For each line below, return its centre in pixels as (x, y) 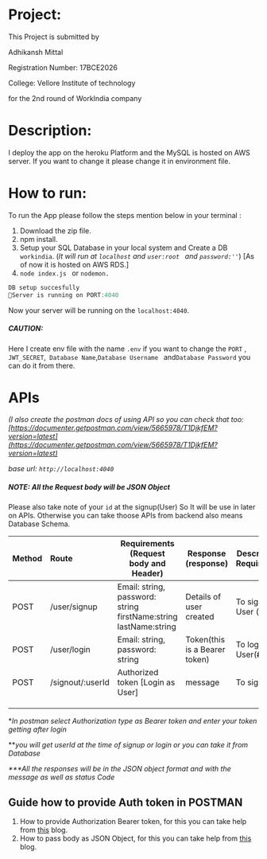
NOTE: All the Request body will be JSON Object (89, 487)
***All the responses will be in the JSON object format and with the (120, 769)
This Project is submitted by (54, 37)
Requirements (147, 544)
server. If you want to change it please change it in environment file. (119, 161)
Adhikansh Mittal (36, 52)
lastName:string (147, 627)
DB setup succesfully (44, 287)
